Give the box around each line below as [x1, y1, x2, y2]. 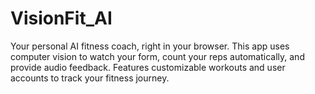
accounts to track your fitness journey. [10, 72, 170, 84]
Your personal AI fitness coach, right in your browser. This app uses [10, 40, 290, 52]
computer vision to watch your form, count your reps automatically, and [10, 50, 305, 62]
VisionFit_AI [10, 7, 113, 30]
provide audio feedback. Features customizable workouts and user [10, 61, 286, 73]
